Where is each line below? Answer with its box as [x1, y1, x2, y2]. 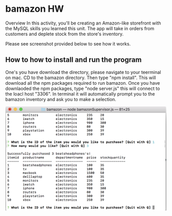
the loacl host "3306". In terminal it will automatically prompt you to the [5, 90, 155, 97]
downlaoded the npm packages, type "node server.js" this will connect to [5, 85, 160, 91]
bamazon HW [5, 3, 64, 15]
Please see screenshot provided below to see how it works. [5, 40, 131, 46]
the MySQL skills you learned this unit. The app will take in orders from [5, 25, 155, 31]
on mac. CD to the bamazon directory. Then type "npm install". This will [5, 75, 156, 81]
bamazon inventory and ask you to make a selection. [5, 96, 117, 102]
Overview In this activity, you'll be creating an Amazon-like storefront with [5, 20, 161, 26]
